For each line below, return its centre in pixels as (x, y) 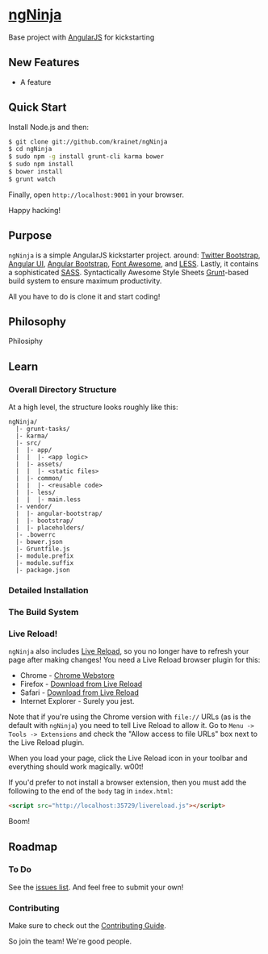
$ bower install (36, 172)
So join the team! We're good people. (70, 941)
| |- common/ (39, 479)
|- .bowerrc (36, 535)
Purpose (30, 236)
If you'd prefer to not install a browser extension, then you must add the (128, 782)
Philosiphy (25, 341)
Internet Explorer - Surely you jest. (77, 701)
